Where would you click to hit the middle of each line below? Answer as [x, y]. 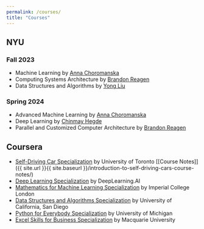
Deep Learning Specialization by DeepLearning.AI [78, 181]
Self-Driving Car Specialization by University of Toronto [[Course [97, 161]
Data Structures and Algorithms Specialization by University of [93, 200]
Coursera [24, 147]
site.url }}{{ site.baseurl [53, 168]
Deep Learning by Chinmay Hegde [58, 121]
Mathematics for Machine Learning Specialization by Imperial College [102, 188]
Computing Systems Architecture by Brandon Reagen [82, 79]
